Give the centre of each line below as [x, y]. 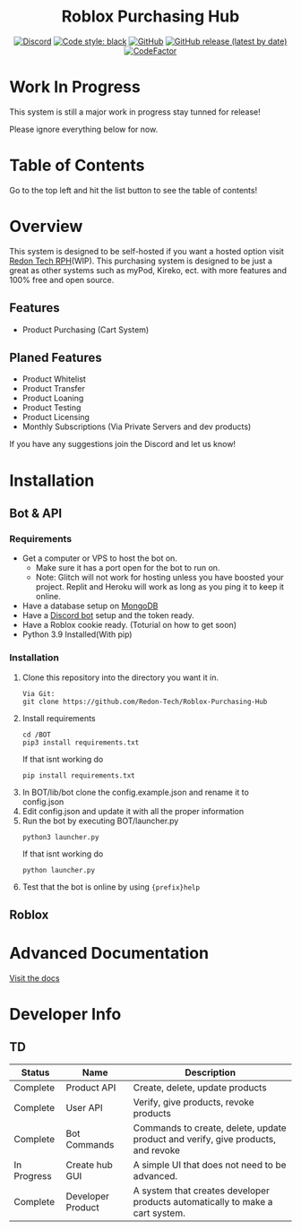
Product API [91, 1088]
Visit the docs [34, 977]
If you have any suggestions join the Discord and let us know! [122, 444]
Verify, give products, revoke [193, 1102]
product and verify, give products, [204, 1139]
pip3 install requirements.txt [81, 742]
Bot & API [36, 513]
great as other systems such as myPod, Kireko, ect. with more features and [148, 270]
